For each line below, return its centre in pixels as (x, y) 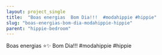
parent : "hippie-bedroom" (38, 28)
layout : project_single (36, 12)
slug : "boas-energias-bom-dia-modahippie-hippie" (70, 23)
